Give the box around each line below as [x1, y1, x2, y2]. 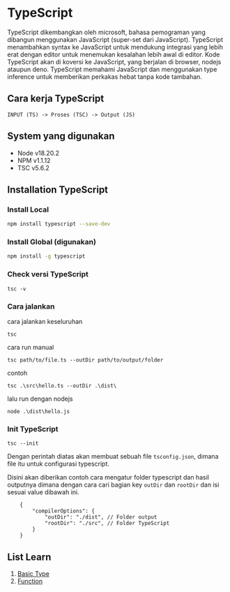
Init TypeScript [7, 424, 59, 434]
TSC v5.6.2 [17, 163, 50, 172]
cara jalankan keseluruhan [7, 317, 83, 325]
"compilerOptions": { [32, 508, 95, 515]
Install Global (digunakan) [7, 237, 96, 247]
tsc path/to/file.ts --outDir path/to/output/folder [7, 356, 164, 364]
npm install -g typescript [7, 253, 86, 260]
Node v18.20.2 [17, 149, 59, 157]
